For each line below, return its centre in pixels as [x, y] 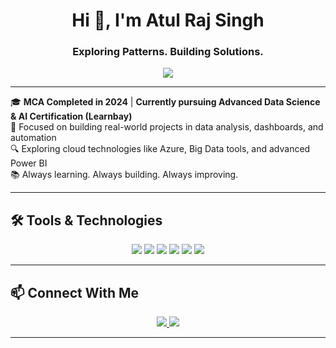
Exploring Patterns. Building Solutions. [168, 52]
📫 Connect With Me [75, 292]
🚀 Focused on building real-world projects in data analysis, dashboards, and [167, 127]
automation [33, 138]
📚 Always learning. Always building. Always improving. [124, 175]
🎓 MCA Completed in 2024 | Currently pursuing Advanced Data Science [165, 102]
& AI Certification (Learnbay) [71, 116]
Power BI [29, 163]
